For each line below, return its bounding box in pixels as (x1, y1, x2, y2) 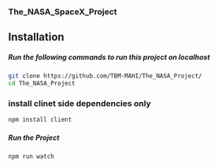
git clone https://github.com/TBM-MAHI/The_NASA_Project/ (8, 72, 202, 80)
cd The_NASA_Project (8, 79, 76, 88)
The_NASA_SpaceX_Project (8, 6, 117, 17)
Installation (8, 31, 65, 44)
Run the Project (8, 133, 60, 142)
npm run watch (8, 152, 55, 161)
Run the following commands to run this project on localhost (8, 52, 210, 61)
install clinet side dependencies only (8, 97, 151, 108)
